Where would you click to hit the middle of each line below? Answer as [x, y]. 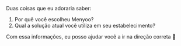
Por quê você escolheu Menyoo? [54, 19]
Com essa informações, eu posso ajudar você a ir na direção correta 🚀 [91, 37]
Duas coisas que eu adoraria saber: [49, 8]
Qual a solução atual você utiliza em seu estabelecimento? [85, 26]
